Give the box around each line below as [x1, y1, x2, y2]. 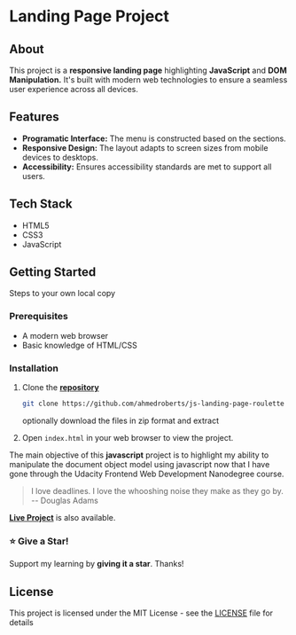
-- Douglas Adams [30, 495, 99, 506]
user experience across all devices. [9, 84, 139, 94]
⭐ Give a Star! [9, 535, 69, 547]
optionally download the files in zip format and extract [21, 415, 220, 426]
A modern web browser [21, 330, 109, 341]
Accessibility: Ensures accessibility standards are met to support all [21, 161, 272, 172]
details [9, 617, 34, 628]
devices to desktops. [21, 152, 99, 162]
